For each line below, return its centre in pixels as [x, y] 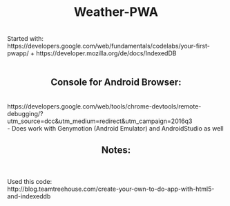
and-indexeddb [29, 196]
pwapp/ [18, 53]
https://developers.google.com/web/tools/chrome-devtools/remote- [104, 106]
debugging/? [25, 113]
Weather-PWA [116, 12]
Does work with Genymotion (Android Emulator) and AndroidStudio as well [117, 128]
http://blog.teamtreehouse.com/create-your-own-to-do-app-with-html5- [111, 189]
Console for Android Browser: [116, 83]
